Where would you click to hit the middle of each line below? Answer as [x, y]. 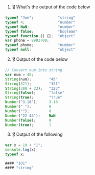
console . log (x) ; [22, 150]
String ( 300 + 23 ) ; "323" [33, 88]
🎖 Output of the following [37, 134]
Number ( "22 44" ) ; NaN [30, 116]
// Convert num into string [34, 70]
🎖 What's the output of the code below [51, 7]
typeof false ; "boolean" [41, 31]
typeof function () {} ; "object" [40, 36]
